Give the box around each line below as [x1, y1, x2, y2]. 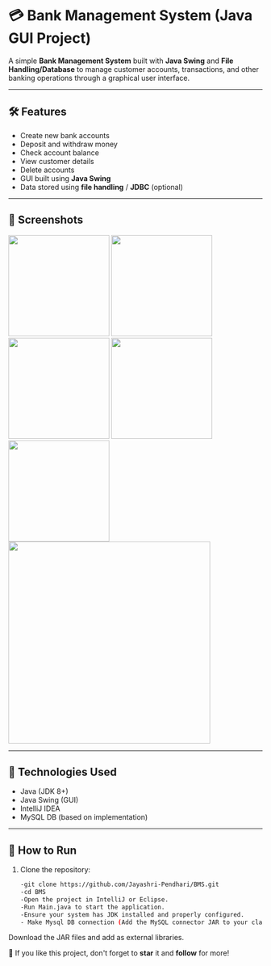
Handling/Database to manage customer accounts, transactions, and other [8, 64, 260, 74]
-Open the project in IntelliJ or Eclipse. [19, 895, 169, 904]
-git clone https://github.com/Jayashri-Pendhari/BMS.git [19, 880, 219, 889]
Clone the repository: [19, 865, 91, 875]
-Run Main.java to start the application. [19, 903, 165, 911]
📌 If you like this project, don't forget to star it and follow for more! [8, 948, 230, 958]
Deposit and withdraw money [19, 139, 119, 149]
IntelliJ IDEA [19, 804, 60, 813]
